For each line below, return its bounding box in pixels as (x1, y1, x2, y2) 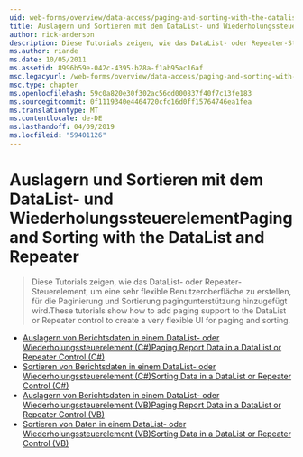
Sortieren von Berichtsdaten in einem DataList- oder (22, 360, 216, 371)
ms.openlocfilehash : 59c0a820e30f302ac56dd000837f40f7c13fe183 (9, 89, 252, 98)
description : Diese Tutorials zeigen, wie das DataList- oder (9, 38, 248, 48)
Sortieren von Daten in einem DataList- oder (22, 418, 187, 429)
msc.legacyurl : (9, 72, 67, 81)
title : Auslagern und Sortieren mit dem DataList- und (9, 22, 220, 31)
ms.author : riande (9, 47, 78, 56)
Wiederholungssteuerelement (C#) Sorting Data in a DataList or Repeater (22, 370, 291, 381)
